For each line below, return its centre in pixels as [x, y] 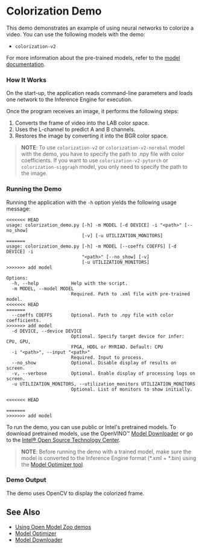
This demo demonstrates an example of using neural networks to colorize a [100, 28]
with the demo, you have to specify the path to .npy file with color [103, 154]
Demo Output [26, 480]
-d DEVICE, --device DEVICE [47, 331]
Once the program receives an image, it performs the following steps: [93, 111]
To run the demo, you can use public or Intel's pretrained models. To [91, 427]
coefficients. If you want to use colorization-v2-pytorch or [95, 160]
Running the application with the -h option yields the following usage [91, 202]
